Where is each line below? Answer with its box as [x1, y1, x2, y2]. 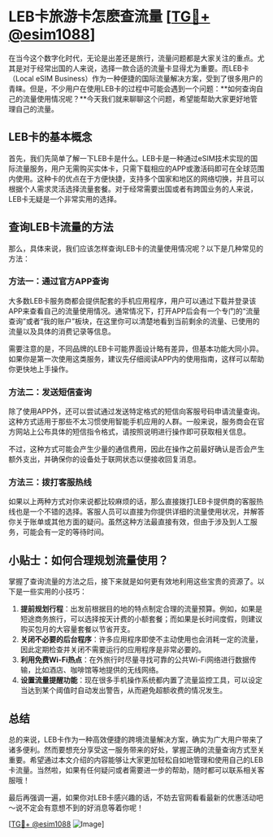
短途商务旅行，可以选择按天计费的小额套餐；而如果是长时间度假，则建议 [19, 614, 262, 624]
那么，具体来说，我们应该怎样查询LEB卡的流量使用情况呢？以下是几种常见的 [8, 243, 264, 253]
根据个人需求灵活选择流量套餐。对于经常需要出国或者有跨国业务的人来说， [8, 184, 258, 194]
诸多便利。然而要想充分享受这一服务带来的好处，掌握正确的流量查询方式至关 [8, 745, 265, 755]
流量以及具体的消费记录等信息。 [8, 326, 115, 336]
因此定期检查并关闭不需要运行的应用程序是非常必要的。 [19, 645, 206, 655]
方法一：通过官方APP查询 [8, 276, 110, 287]
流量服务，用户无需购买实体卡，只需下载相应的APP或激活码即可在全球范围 [15, 164, 265, 173]
